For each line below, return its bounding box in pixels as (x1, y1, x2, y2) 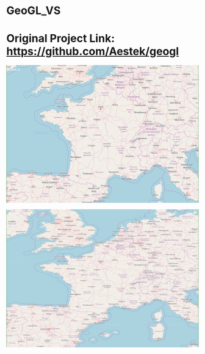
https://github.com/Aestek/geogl (6, 45, 179, 59)
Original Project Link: (6, 32, 115, 46)
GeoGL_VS (6, 4, 61, 18)
